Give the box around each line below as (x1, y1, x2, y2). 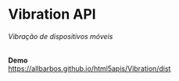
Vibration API (8, 5, 96, 23)
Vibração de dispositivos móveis (8, 31, 113, 40)
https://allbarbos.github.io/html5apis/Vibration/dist (8, 64, 171, 73)
